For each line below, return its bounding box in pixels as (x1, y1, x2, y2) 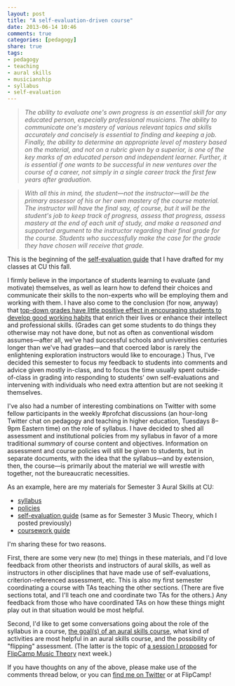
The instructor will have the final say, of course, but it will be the (24, 204, 210, 212)
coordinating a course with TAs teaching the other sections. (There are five (7, 583, 224, 592)
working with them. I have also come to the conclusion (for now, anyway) (7, 298, 219, 307)
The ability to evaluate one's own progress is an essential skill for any (24, 108, 227, 117)
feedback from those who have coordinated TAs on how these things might (7, 599, 225, 607)
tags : (7, 50, 23, 57)
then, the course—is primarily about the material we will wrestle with (7, 462, 205, 470)
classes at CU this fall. (7, 262, 72, 271)
